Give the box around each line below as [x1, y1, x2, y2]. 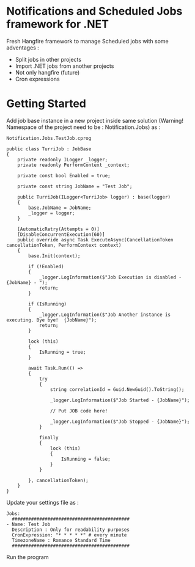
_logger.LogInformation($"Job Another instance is [39, 312, 171, 318]
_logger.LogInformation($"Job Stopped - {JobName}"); [50, 419, 190, 425]
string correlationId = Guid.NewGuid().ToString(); [50, 386, 185, 392]
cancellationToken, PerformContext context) [6, 242, 122, 248]
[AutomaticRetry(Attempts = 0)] [17, 226, 100, 232]
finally [39, 434, 59, 441]
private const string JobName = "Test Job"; [17, 183, 133, 189]
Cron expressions [15, 75, 60, 82]
